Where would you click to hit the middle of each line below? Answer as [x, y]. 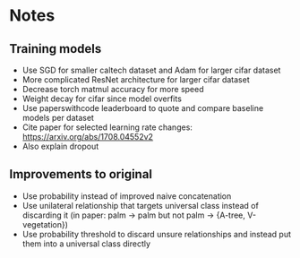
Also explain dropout [60, 146]
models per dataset [58, 118]
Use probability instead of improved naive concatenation [127, 196]
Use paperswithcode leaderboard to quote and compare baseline [143, 108]
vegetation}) [45, 224]
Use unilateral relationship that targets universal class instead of [141, 205]
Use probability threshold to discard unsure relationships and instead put [157, 234]
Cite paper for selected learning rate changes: [107, 127]
